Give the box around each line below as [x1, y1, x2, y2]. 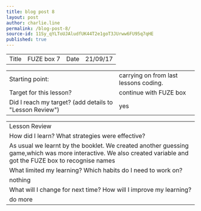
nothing [9, 176, 31, 184]
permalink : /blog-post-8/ [6, 25, 71, 32]
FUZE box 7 [27, 55, 61, 63]
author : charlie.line [6, 20, 60, 26]
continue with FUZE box [118, 88, 187, 96]
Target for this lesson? [9, 88, 72, 96]
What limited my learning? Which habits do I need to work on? [9, 166, 183, 174]
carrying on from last [118, 71, 178, 79]
